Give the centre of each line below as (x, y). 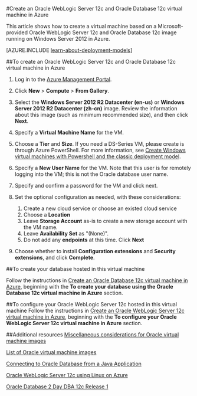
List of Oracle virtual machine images (51, 352)
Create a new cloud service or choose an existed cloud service (100, 208)
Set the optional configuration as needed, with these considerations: (98, 197)
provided (17, 32)
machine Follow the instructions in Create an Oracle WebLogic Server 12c (95, 310)
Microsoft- (171, 26)
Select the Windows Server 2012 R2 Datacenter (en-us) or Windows (99, 102)
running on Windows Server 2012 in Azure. (58, 39)
